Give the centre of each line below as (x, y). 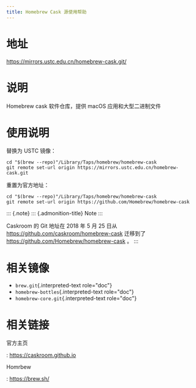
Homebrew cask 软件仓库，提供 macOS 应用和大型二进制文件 (84, 106)
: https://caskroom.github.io (41, 355)
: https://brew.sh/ (28, 379)
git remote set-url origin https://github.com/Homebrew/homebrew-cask (98, 202)
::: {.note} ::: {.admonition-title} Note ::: (55, 214)
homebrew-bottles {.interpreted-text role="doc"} (74, 292)
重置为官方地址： (28, 185)
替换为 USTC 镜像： (31, 151)
